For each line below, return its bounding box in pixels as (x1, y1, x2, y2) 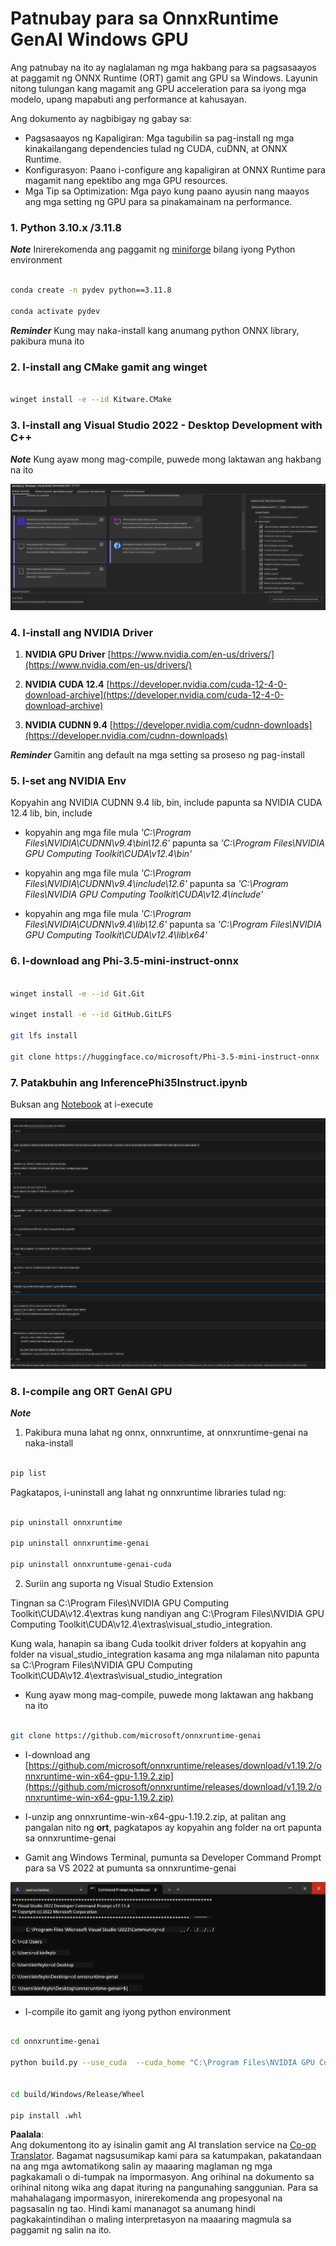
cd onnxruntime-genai (10, 2037, 101, 2047)
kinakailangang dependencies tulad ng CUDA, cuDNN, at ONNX (24, 142, 288, 154)
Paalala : (10, 2128, 45, 2141)
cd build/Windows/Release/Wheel (10, 2089, 145, 2099)
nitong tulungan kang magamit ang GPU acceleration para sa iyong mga (10, 82, 307, 94)
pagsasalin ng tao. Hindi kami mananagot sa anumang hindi (10, 2203, 256, 2215)
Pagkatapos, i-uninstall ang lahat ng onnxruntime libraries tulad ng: (10, 1486, 287, 1498)
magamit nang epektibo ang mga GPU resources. (24, 174, 228, 186)
